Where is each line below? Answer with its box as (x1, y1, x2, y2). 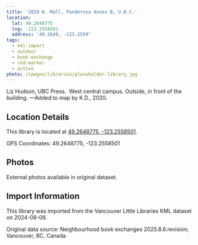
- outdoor (12, 49, 37, 55)
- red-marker (12, 60, 45, 66)
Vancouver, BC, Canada (6, 232, 66, 239)
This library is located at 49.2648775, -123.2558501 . (6, 128, 138, 136)
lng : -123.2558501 (12, 26, 59, 32)
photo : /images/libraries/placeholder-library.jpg (6, 71, 138, 77)
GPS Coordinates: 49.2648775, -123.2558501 (6, 140, 121, 147)
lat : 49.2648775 (12, 20, 53, 26)
